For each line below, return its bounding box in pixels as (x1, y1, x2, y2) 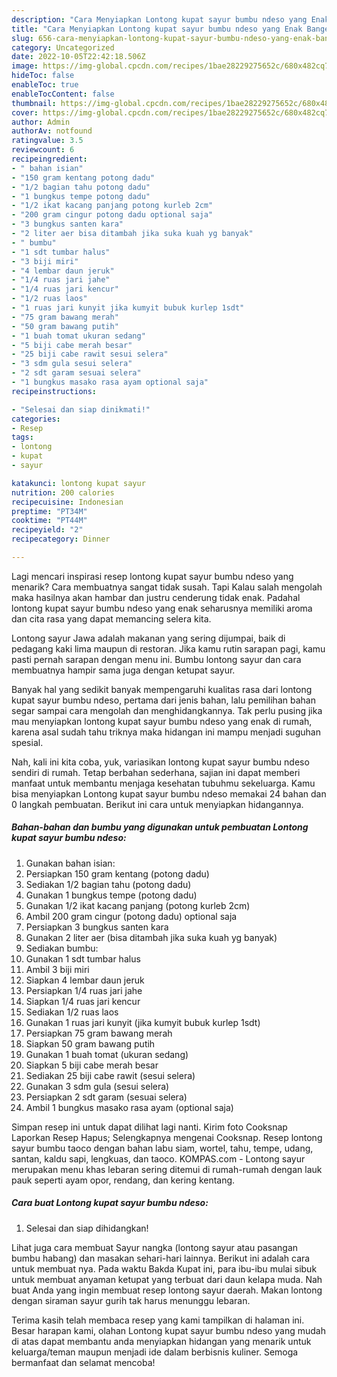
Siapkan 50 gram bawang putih (25, 1037, 156, 1050)
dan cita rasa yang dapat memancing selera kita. (11, 612, 212, 625)
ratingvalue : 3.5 (11, 136, 84, 146)
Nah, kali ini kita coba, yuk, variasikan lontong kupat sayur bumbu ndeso (11, 756, 310, 768)
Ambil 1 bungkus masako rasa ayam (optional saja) (25, 1101, 234, 1113)
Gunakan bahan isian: (25, 857, 116, 869)
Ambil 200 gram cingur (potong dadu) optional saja (25, 910, 238, 922)
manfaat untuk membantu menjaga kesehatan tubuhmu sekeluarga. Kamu (11, 777, 316, 789)
